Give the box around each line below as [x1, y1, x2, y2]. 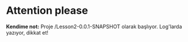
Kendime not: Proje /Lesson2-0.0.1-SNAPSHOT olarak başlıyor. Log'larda [6, 23, 182, 30]
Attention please [6, 4, 89, 17]
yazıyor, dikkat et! [6, 29, 48, 36]
